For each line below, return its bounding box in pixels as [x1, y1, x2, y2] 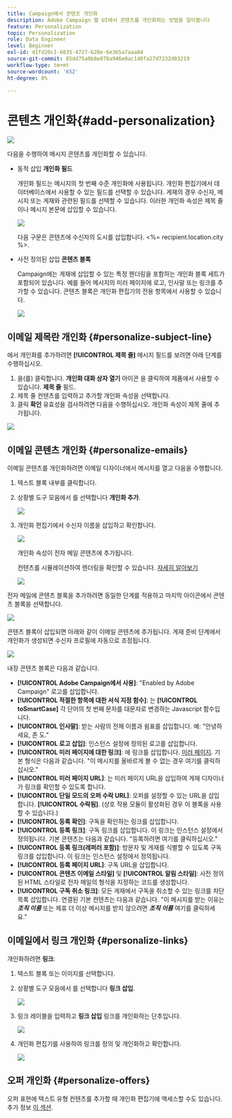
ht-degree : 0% [7, 74, 48, 82]
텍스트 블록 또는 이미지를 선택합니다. [17, 969, 115, 977]
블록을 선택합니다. [14, 600, 63, 608]
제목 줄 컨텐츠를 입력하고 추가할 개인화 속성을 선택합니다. [17, 392, 171, 400]
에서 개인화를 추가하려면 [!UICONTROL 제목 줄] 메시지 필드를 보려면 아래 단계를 [7, 351, 222, 359]
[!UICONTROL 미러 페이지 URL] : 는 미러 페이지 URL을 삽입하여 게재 [17, 774, 200, 782]
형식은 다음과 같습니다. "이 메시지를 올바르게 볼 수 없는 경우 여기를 [24, 756, 202, 765]
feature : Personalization [7, 23, 81, 30]
